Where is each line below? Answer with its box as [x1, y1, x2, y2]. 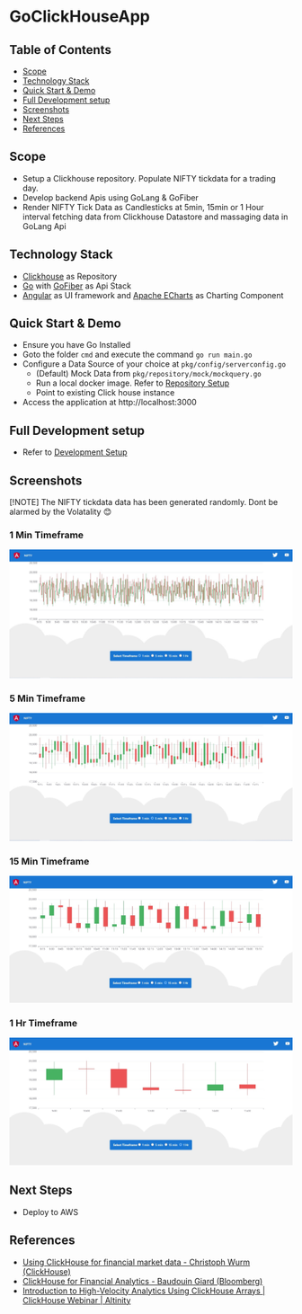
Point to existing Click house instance [35, 387, 175, 398]
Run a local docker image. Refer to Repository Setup [35, 377, 230, 388]
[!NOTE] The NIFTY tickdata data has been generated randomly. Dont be [9, 497, 279, 508]
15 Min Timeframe [9, 855, 90, 867]
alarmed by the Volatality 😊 [9, 506, 112, 518]
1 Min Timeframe [9, 528, 84, 541]
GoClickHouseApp [9, 6, 150, 27]
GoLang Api [22, 220, 67, 231]
